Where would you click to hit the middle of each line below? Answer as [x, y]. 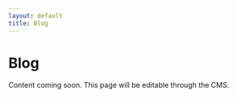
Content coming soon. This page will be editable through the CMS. [119, 85]
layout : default [35, 16]
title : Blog [28, 23]
